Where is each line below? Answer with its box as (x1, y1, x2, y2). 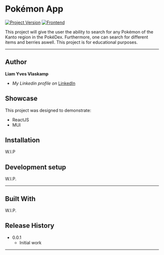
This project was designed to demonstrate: (5, 107, 91, 113)
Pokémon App (5, 3, 63, 15)
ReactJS (12, 117, 29, 123)
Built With (5, 195, 36, 203)
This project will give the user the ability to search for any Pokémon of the (5, 29, 154, 35)
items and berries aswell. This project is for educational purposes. (5, 39, 138, 45)
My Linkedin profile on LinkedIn (12, 80, 76, 86)
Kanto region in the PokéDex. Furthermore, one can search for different (5, 34, 148, 40)
